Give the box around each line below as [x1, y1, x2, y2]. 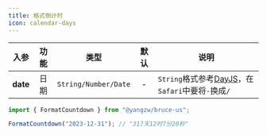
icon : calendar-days [8, 19, 77, 27]
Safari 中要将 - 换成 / [157, 85, 230, 96]
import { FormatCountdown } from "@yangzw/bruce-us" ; [8, 106, 191, 114]
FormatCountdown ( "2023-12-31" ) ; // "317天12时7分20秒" [8, 120, 189, 128]
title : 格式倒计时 [8, 11, 64, 20]
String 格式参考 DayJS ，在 [157, 73, 254, 84]
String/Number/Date [56, 79, 131, 88]
